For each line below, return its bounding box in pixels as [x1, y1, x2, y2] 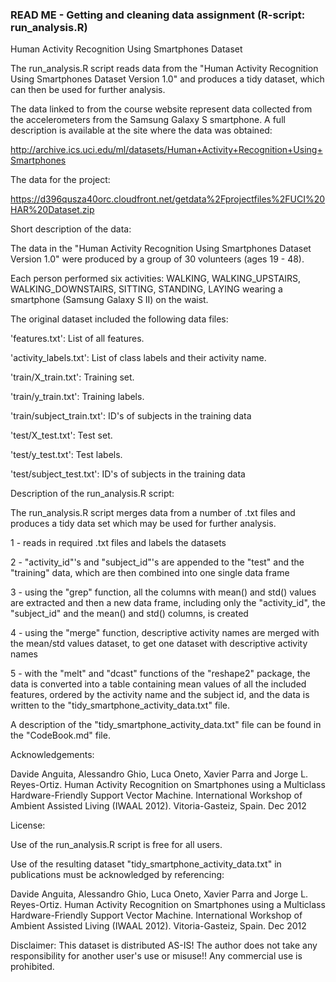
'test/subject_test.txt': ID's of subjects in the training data [10, 468, 246, 480]
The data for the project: [10, 174, 111, 186]
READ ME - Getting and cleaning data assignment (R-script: [10, 8, 306, 22]
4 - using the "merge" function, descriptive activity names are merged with [10, 627, 320, 639]
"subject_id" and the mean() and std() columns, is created [10, 608, 249, 620]
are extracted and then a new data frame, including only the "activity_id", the [10, 597, 326, 609]
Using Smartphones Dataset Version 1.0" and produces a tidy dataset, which [10, 73, 325, 85]
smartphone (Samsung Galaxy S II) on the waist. [10, 294, 209, 306]
